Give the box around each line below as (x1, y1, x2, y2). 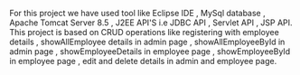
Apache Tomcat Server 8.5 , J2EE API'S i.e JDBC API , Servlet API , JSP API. (9, 17, 293, 28)
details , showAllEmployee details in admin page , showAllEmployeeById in (9, 36, 286, 47)
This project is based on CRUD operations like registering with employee (9, 27, 280, 37)
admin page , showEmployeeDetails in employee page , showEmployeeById (9, 46, 291, 57)
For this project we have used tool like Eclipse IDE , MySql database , (9, 8, 266, 18)
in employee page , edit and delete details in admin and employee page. (9, 56, 277, 66)
